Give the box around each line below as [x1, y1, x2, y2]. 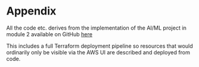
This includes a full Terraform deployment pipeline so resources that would [6, 42, 194, 49]
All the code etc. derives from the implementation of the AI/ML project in [6, 24, 187, 31]
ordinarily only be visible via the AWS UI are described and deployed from [6, 48, 191, 56]
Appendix [6, 4, 56, 18]
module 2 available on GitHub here [6, 30, 93, 37]
